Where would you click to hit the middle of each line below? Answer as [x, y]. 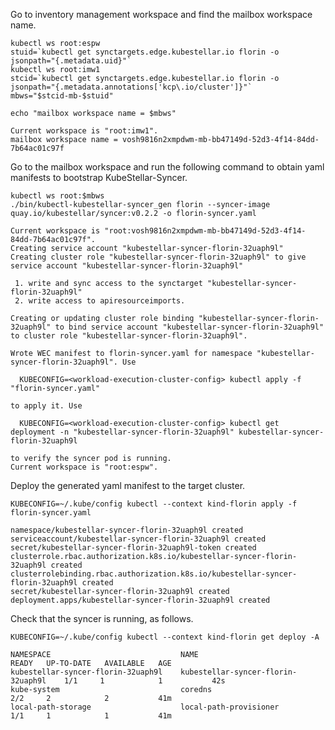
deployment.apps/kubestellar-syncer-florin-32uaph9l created [140, 600]
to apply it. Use [46, 406]
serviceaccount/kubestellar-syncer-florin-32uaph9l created [138, 539]
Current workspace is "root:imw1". [84, 131]
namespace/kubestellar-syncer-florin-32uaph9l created [127, 530]
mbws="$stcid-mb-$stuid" [62, 96]
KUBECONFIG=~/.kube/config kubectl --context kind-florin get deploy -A [165, 637]
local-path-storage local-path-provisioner [145, 707]
